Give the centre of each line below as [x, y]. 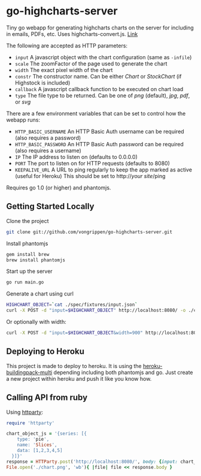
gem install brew [28, 254]
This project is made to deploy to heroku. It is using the [74, 366]
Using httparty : [25, 412]
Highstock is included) [42, 83]
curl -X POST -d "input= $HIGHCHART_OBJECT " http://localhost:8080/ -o [96, 311]
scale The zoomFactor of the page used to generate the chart [91, 64]
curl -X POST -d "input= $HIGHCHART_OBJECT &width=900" [75, 333]
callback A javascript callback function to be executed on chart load [99, 89]
